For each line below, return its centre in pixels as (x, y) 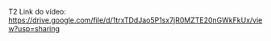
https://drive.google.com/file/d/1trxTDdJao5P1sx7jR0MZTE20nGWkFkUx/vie (135, 20)
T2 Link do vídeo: (38, 12)
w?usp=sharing (34, 29)
